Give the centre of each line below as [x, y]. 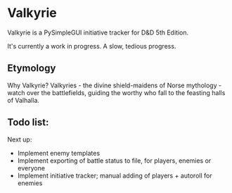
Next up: [20, 139]
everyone [31, 168]
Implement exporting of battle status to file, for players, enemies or [114, 161]
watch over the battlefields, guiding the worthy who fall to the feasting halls [116, 92]
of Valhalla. [24, 100]
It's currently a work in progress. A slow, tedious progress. [92, 46]
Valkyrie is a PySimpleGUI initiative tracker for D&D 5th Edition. [98, 32]
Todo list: [28, 122]
